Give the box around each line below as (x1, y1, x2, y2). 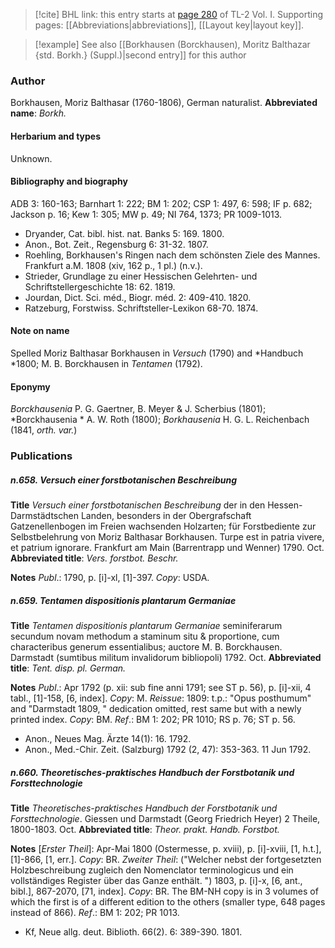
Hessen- (267, 499, 303, 511)
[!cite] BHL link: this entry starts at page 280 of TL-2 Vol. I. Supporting (34, 9, 324, 20)
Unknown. (10, 152, 53, 164)
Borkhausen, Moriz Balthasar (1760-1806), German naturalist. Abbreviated (10, 97, 318, 109)
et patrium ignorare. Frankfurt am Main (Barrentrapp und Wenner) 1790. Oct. (10, 542, 325, 553)
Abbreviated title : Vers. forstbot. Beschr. (10, 552, 179, 564)
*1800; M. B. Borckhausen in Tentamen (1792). (10, 357, 203, 369)
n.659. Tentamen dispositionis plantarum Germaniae (10, 594, 237, 606)
